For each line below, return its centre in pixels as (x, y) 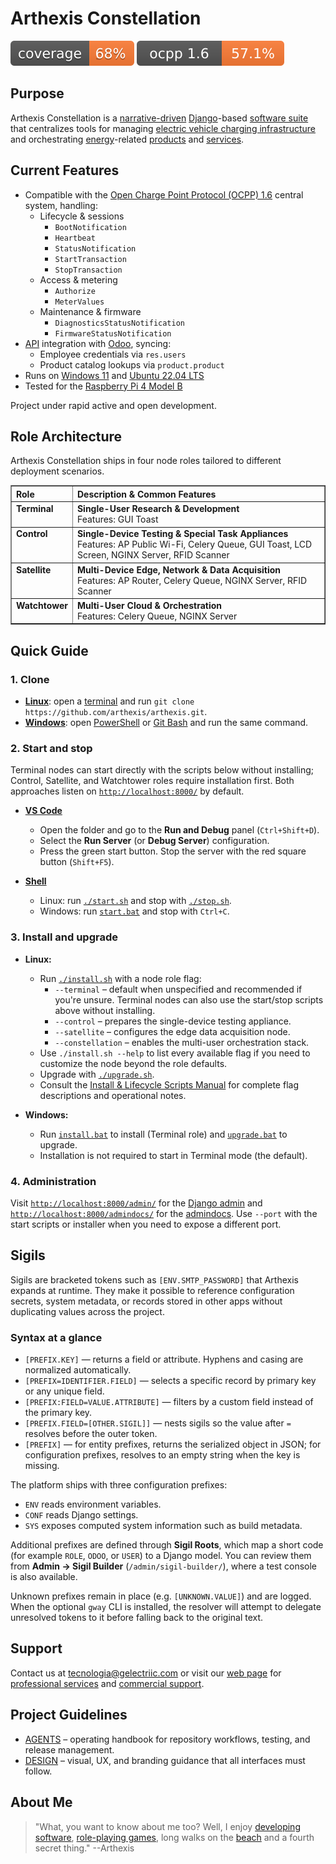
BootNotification (90, 227)
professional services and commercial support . (107, 1683)
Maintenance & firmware (90, 311)
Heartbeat (75, 238)
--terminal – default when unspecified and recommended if (178, 989)
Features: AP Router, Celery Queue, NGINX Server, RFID (192, 580)
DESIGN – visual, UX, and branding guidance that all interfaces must (165, 1760)
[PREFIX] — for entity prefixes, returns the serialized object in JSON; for (173, 1444)
